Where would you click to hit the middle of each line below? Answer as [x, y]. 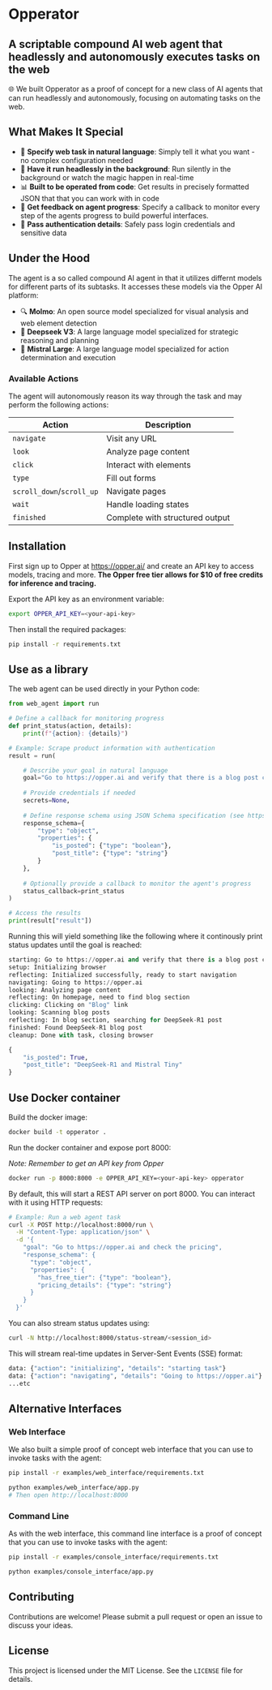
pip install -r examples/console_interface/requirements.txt [114, 1557]
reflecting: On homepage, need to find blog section [99, 998]
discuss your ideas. [41, 1625]
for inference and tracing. [53, 583]
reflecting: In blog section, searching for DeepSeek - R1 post [115, 1020]
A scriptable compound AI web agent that [115, 44]
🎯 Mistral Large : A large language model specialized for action [124, 349]
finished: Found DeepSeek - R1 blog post [76, 1027]
